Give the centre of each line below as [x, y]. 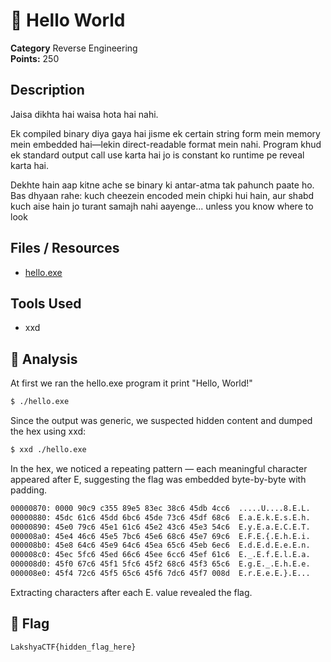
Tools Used [46, 303]
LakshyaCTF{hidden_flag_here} [73, 647]
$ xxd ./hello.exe [48, 450]
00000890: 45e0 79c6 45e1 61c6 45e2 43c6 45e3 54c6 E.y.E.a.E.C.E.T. [160, 527]
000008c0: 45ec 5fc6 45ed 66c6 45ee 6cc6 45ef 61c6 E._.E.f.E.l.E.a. [160, 555]
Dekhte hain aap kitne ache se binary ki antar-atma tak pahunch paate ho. [162, 185]
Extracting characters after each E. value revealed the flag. [131, 592]
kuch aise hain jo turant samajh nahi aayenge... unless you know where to [162, 206]
